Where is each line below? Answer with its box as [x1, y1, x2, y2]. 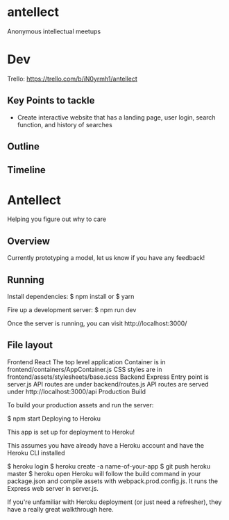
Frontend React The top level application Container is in [7, 357, 166, 366]
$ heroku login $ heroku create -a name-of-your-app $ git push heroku [7, 462, 211, 470]
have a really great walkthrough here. [7, 505, 114, 513]
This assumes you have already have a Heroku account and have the [7, 441, 205, 449]
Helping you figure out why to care [7, 215, 106, 223]
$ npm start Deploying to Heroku [7, 414, 101, 423]
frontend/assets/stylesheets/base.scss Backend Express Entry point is [7, 373, 210, 381]
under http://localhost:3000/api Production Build [7, 387, 146, 396]
